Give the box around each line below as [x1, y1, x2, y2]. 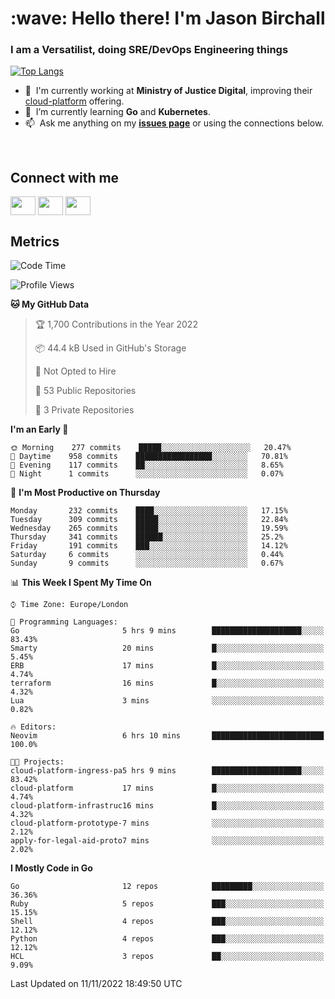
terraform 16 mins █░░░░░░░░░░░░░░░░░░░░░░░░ [10, 678, 325, 689]
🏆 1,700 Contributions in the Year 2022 [34, 318, 198, 331]
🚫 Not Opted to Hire [34, 365, 117, 377]
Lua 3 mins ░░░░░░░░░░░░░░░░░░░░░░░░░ [10, 696, 325, 706]
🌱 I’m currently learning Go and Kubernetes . [24, 106, 212, 118]
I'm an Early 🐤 [10, 423, 69, 436]
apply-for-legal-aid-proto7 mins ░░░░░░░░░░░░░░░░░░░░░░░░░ [10, 836, 325, 846]
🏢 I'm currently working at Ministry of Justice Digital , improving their [24, 85, 313, 97]
